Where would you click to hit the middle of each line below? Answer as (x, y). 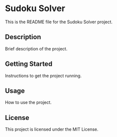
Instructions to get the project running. (43, 76)
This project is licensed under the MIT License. (52, 129)
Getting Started (29, 64)
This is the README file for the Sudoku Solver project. (59, 22)
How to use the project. (28, 103)
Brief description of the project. (36, 48)
